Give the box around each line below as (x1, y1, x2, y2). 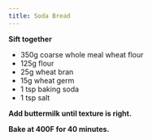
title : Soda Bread (8, 11, 71, 20)
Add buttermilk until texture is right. (8, 108, 132, 118)
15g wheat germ (20, 75, 75, 85)
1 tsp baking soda (20, 84, 80, 94)
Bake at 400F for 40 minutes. (8, 124, 110, 134)
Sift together (8, 34, 53, 44)
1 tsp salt (20, 92, 50, 102)
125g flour (20, 58, 54, 68)
